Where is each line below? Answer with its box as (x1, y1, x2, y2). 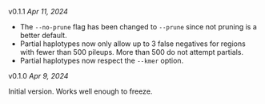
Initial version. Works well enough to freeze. (8, 87, 153, 96)
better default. (19, 31, 67, 40)
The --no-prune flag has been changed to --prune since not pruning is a (19, 22, 258, 31)
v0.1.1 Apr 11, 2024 (8, 7, 68, 16)
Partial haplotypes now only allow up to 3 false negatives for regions (19, 39, 246, 48)
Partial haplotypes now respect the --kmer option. (19, 56, 184, 65)
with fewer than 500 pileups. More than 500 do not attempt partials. (19, 48, 244, 56)
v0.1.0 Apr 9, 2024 (8, 71, 69, 80)
